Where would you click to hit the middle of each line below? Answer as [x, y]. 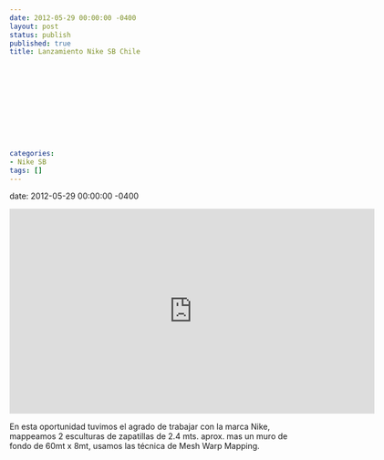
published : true [40, 43]
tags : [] [26, 170]
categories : [32, 153]
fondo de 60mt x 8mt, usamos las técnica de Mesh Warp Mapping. [135, 446]
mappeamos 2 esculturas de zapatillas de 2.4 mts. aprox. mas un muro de [149, 436]
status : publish [40, 35]
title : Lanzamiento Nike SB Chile [75, 52]
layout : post [34, 26]
